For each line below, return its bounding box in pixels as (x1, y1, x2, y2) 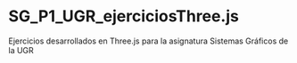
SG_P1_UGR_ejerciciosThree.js (8, 6, 240, 27)
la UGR (8, 44, 35, 55)
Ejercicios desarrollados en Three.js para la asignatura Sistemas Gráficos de (8, 35, 289, 46)
